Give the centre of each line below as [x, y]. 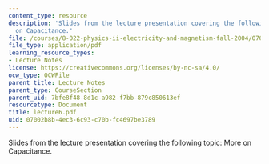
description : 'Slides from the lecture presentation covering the [121, 23]
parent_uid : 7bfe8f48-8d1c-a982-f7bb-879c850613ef [94, 98]
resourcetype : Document [48, 105]
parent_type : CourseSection [55, 90]
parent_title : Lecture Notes [57, 82]
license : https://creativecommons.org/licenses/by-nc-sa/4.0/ [114, 68]
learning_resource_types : [51, 53]
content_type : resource [48, 16]
